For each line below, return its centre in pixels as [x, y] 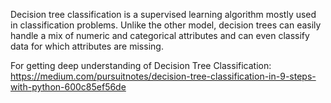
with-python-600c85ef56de [68, 87]
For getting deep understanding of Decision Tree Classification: [141, 65]
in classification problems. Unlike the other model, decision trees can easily [166, 25]
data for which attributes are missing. [87, 46]
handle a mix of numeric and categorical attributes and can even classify [160, 35]
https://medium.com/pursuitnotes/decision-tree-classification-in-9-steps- [163, 76]
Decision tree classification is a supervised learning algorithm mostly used [163, 14]
